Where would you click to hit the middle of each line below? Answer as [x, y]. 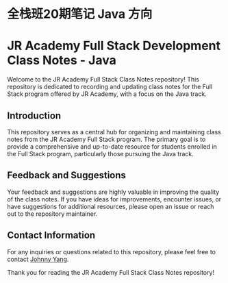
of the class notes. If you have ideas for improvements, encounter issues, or [114, 199]
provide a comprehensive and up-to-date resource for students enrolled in [112, 146]
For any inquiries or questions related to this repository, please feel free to [111, 251]
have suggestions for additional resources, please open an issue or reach [111, 206]
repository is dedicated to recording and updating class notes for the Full [110, 87]
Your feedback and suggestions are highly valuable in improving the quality [113, 192]
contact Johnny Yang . [38, 259]
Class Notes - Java [62, 61]
